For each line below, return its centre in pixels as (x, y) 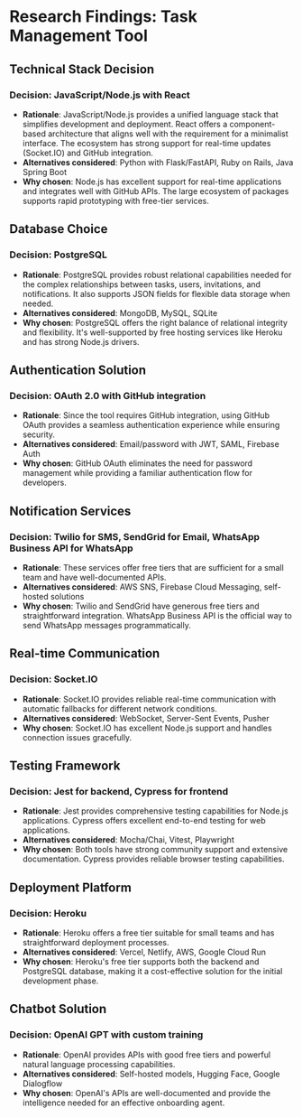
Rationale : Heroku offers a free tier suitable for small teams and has (148, 933)
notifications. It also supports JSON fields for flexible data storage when (156, 293)
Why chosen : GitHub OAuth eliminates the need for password (137, 463)
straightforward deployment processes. (96, 942)
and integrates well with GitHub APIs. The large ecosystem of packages (156, 191)
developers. (45, 483)
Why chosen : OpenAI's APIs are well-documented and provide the (146, 1093)
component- (252, 124)
